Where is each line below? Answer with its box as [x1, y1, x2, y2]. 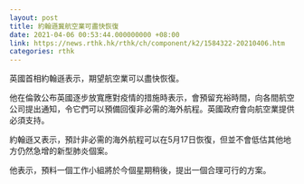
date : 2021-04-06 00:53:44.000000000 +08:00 [9, 30, 180, 39]
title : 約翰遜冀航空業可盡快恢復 [9, 22, 119, 31]
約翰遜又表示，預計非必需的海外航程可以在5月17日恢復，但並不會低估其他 [9, 134, 283, 145]
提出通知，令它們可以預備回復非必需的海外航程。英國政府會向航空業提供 [24, 103, 295, 114]
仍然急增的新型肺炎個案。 [16, 146, 113, 157]
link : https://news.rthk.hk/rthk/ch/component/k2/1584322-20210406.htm [9, 38, 285, 48]
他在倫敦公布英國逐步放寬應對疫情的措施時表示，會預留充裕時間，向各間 [9, 92, 279, 103]
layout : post [9, 13, 59, 23]
